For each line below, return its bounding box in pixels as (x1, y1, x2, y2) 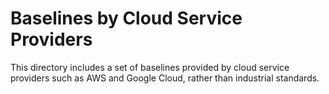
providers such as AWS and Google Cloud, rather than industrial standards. (10, 72, 320, 84)
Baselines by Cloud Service (10, 7, 243, 30)
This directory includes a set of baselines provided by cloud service (10, 61, 290, 73)
